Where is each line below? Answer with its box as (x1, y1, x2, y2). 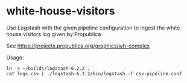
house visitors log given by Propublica (6, 30, 101, 37)
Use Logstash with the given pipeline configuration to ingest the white (6, 24, 180, 31)
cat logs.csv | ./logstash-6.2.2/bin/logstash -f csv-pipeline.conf (6, 70, 182, 76)
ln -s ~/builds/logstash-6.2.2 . (6, 65, 90, 72)
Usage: (6, 54, 24, 61)
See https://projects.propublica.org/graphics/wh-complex (6, 42, 150, 49)
